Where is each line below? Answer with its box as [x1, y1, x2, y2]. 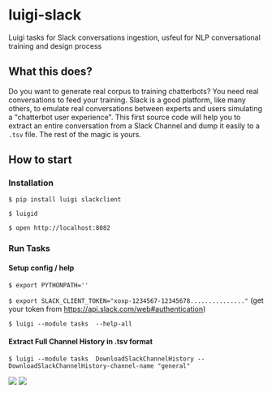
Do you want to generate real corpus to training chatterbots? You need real [8, 86, 259, 96]
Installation [8, 177, 54, 188]
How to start [8, 153, 72, 167]
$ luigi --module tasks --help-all [8, 319, 132, 328]
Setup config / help [8, 262, 75, 273]
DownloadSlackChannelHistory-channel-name [8, 361, 154, 370]
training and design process [8, 41, 102, 50]
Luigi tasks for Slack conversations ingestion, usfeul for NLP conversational [8, 32, 261, 42]
